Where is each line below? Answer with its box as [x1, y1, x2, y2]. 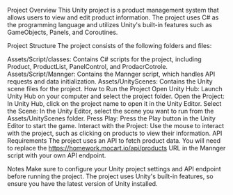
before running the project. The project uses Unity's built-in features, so [7, 172, 214, 180]
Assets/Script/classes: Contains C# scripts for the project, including [7, 55, 202, 63]
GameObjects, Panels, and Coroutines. [7, 28, 118, 36]
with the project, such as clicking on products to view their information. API [7, 129, 223, 137]
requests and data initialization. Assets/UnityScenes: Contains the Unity [7, 77, 214, 86]
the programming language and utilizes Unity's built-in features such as [7, 21, 212, 29]
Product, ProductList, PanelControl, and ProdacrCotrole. [7, 63, 168, 70]
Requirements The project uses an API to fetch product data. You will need [7, 136, 221, 145]
